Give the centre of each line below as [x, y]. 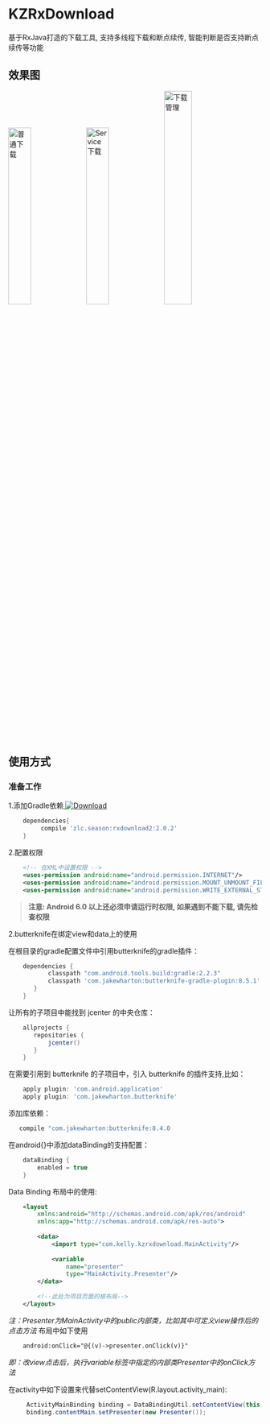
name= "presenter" [95, 1267]
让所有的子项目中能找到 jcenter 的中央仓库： [82, 1012]
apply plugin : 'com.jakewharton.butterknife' [100, 1097]
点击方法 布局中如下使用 [48, 1331]
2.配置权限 [26, 853]
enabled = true [63, 1167]
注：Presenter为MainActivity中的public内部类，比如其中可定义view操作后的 [133, 1320]
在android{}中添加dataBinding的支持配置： [79, 1145]
